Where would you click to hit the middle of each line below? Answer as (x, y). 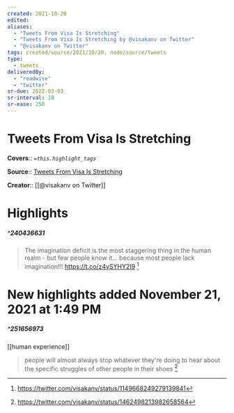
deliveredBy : (26, 72)
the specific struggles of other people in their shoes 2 (101, 368)
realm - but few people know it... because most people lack (109, 258)
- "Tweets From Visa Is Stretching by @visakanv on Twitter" (104, 40)
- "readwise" (32, 78)
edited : (18, 20)
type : (15, 59)
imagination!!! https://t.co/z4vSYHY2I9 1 (81, 265)
